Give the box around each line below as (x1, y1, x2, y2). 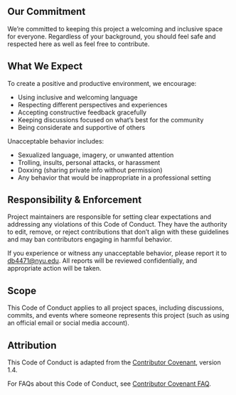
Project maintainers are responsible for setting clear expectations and (7, 212, 212, 221)
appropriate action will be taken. (7, 264, 102, 273)
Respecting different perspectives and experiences (17, 100, 168, 109)
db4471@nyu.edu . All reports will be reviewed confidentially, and (7, 256, 198, 265)
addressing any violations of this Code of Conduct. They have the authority (7, 220, 227, 229)
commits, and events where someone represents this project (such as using (7, 311, 230, 320)
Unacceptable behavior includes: (7, 136, 104, 145)
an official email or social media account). (7, 319, 129, 328)
